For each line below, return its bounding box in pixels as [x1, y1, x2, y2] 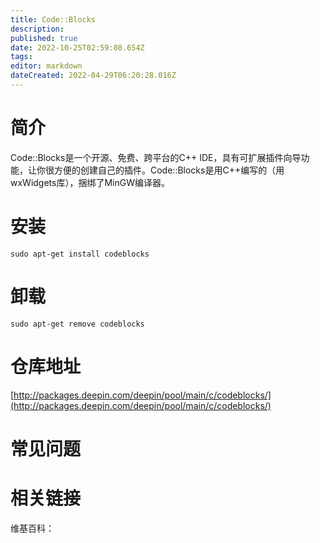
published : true [10, 33, 78, 43]
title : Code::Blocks [10, 14, 97, 25]
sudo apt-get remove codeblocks [10, 319, 145, 329]
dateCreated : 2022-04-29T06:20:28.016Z [10, 71, 177, 81]
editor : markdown [10, 61, 83, 71]
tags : [10, 52, 33, 62]
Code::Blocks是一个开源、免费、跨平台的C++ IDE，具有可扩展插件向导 [10, 151, 302, 163]
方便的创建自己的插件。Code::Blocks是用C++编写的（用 [53, 164, 285, 176]
